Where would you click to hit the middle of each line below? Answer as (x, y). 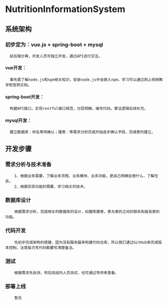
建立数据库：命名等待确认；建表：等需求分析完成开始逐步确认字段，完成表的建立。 (82, 132)
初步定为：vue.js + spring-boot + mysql (54, 45)
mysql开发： (18, 120)
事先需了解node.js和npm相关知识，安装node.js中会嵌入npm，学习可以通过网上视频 (85, 80)
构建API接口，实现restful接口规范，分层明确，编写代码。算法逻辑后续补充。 (79, 109)
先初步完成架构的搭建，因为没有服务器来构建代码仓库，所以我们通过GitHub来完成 (86, 242)
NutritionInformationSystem (65, 9)
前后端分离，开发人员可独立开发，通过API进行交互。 (56, 56)
